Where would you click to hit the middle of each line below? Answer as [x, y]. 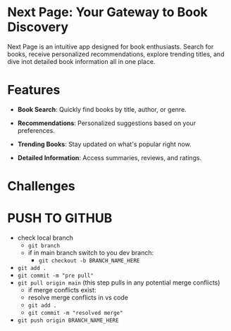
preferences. [36, 130]
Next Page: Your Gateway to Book [107, 12]
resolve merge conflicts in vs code [78, 297]
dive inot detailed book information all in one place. [81, 61]
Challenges [41, 186]
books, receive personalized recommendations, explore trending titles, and [116, 54]
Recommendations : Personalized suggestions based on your [106, 123]
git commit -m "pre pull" [55, 275]
